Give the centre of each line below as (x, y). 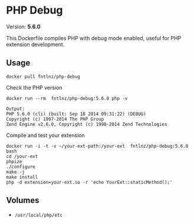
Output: (16, 109)
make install (22, 177)
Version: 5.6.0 (23, 27)
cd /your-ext (22, 156)
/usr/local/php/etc (39, 215)
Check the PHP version (34, 87)
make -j (16, 172)
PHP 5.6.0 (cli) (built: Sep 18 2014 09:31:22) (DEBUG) (76, 114)
